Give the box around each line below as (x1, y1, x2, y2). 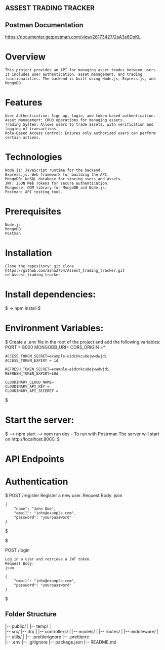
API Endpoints (5, 453, 65, 464)
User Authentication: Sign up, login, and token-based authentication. (5, 113, 156, 118)
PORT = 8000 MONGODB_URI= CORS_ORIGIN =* (5, 344, 105, 350)
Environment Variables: (5, 323, 104, 334)
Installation (5, 248, 52, 259)
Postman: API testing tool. (5, 190, 63, 195)
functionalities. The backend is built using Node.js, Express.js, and (5, 76, 156, 81)
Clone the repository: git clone (5, 263, 74, 269)
